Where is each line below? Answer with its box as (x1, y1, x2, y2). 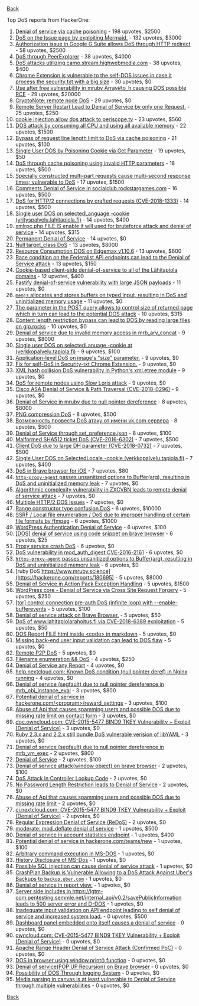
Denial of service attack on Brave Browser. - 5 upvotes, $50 (15, 611, 161, 618)
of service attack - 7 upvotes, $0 (15, 493, 95, 499)
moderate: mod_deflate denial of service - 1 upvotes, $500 (15, 825, 158, 832)
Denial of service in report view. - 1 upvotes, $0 (15, 881, 131, 888)
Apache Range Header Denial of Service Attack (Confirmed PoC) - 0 (15, 945, 182, 951)
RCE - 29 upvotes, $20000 (15, 91, 81, 97)
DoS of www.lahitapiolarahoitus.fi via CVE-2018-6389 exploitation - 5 (15, 618, 185, 625)
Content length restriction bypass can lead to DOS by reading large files (15, 317, 191, 324)
